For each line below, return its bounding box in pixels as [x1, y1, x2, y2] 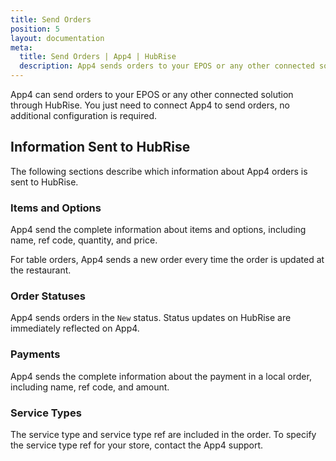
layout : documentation [10, 33, 105, 43]
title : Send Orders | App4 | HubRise [19, 52, 177, 62]
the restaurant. [10, 264, 72, 276]
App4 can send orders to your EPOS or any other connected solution [10, 89, 294, 100]
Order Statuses [10, 289, 86, 303]
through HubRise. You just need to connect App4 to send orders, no [10, 99, 291, 111]
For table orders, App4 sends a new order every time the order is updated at [10, 254, 325, 266]
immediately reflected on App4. [10, 322, 140, 335]
